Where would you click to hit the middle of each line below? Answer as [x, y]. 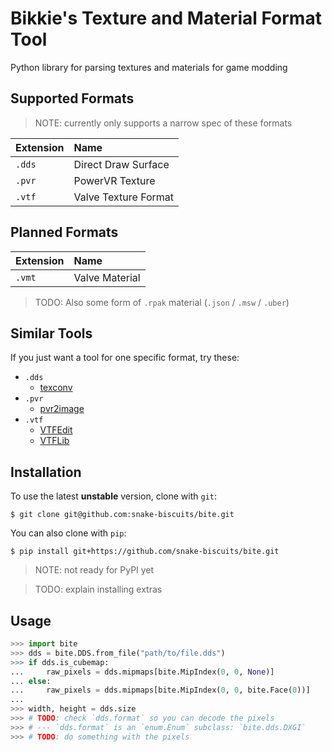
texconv [56, 388]
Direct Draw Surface [121, 164]
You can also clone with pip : [68, 533]
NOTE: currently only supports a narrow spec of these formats [163, 123]
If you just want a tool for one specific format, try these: [125, 358]
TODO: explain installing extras [98, 589]
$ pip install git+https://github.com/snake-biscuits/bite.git [145, 552]
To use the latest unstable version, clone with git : [114, 496]
